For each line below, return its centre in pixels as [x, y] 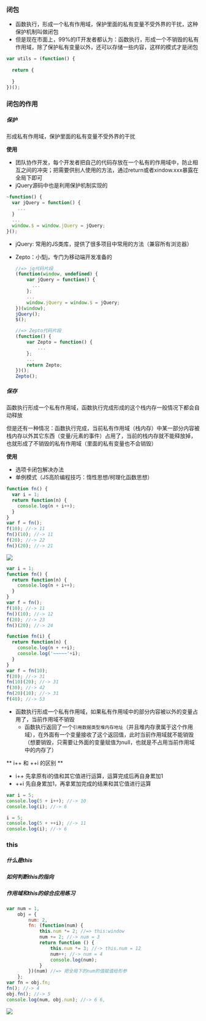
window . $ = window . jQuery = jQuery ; [59, 226]
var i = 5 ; [20, 795]
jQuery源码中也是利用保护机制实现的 [61, 186]
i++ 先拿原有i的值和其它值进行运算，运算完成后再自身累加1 [89, 776]
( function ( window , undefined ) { [56, 274]
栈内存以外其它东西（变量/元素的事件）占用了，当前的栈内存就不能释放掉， [101, 436]
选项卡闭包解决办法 [40, 469]
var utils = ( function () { [41, 59]
